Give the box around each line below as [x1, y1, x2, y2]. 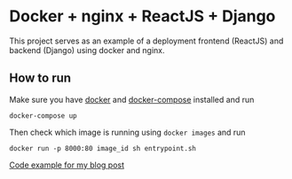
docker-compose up [9, 111, 77, 121]
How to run [9, 71, 72, 86]
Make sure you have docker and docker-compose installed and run [9, 94, 255, 105]
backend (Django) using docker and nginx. [9, 44, 166, 55]
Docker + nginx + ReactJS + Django [9, 6, 276, 27]
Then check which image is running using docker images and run [9, 127, 246, 137]
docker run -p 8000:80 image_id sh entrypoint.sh [9, 144, 197, 152]
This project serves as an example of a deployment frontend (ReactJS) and [9, 35, 284, 46]
